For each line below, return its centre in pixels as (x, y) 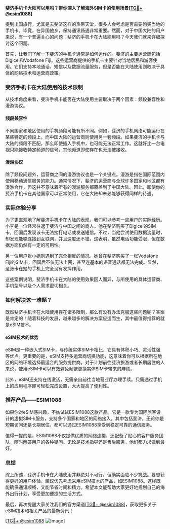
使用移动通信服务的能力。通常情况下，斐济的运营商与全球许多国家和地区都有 (85, 181)
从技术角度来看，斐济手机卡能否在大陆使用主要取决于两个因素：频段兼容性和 (85, 99)
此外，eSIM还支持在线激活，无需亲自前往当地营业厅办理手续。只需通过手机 (84, 379)
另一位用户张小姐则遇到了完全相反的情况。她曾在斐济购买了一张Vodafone (82, 256)
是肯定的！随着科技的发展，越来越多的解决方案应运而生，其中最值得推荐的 (83, 319)
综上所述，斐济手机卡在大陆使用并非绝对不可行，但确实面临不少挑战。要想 (83, 475)
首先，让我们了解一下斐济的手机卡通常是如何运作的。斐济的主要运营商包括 (83, 54)
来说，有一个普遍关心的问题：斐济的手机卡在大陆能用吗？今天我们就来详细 (83, 37)
